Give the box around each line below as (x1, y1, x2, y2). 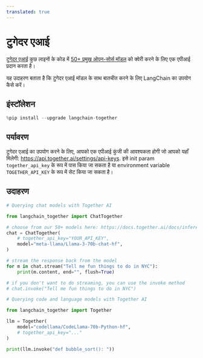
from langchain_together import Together (6, 307, 112, 314)
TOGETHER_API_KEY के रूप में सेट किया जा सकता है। (6, 168, 114, 176)
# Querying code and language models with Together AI (6, 296, 147, 303)
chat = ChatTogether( (6, 230, 61, 236)
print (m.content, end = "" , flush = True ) (17, 269, 115, 275)
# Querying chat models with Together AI (6, 202, 112, 208)
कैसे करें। (6, 81, 25, 88)
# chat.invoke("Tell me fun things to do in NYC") (6, 285, 137, 291)
